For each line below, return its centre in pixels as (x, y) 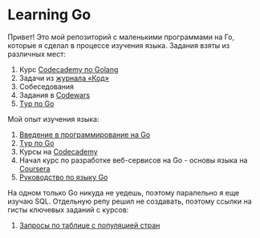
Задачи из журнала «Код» (64, 78)
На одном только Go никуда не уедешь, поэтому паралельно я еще (124, 192)
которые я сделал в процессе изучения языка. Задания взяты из (119, 45)
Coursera (35, 168)
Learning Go (49, 15)
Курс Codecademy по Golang (69, 69)
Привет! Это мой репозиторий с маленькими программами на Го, (121, 37)
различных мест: (37, 54)
